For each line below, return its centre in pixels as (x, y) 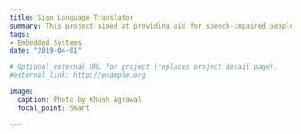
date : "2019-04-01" (46, 51)
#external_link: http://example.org (77, 75)
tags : (19, 34)
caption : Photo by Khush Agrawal (80, 99)
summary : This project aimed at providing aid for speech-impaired (138, 26)
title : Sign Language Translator (72, 17)
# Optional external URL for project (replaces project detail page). (144, 67)
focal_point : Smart (54, 108)
